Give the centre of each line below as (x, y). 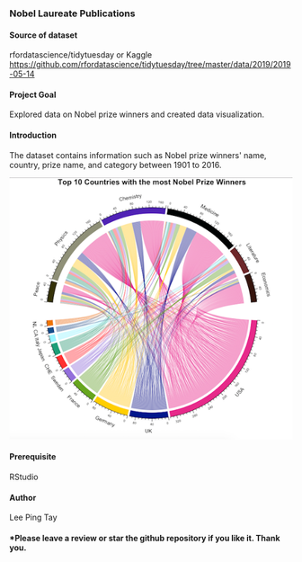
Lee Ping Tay (33, 517)
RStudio (24, 477)
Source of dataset (44, 35)
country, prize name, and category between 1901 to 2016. (115, 165)
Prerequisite (33, 457)
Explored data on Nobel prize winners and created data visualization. (137, 114)
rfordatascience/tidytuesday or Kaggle (81, 55)
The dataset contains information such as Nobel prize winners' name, (138, 155)
